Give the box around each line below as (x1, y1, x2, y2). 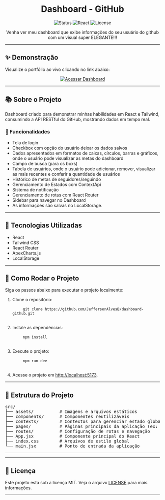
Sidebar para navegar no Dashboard (12, 197, 86, 203)
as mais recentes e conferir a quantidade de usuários (12, 171, 120, 177)
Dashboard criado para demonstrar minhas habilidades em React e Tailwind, (5, 111, 160, 117)
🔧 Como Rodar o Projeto (5, 274, 80, 282)
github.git (12, 311, 35, 316)
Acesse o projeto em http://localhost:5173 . (12, 372, 98, 378)
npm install (23, 335, 48, 340)
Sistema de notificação (12, 187, 59, 192)
